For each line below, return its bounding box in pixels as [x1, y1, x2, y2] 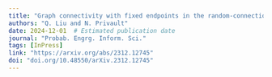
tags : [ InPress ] [8, 42, 63, 50]
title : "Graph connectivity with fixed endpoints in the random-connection [8, 11, 270, 20]
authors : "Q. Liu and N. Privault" [8, 19, 129, 27]
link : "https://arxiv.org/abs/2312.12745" [8, 49, 154, 57]
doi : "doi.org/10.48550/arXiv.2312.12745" [8, 57, 154, 65]
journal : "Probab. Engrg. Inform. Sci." [8, 34, 147, 43]
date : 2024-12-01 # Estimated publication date [8, 26, 176, 34]
